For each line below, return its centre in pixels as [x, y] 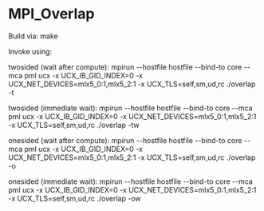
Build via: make [33, 36]
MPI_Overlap [51, 14]
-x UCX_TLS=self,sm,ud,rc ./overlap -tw [74, 125]
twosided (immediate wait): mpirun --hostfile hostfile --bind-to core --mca [130, 108]
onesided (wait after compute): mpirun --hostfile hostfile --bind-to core [125, 140]
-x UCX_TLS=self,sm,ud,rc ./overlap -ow [75, 198]
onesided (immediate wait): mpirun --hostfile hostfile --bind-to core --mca [130, 181]
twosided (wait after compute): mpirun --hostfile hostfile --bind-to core [125, 67]
